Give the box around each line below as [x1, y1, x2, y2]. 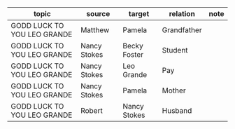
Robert [80, 106, 103, 115]
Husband [162, 106, 192, 115]
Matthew [80, 25, 110, 34]
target [128, 9, 150, 18]
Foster [122, 50, 144, 59]
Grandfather [162, 25, 202, 34]
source [86, 9, 111, 18]
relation [169, 9, 196, 18]
